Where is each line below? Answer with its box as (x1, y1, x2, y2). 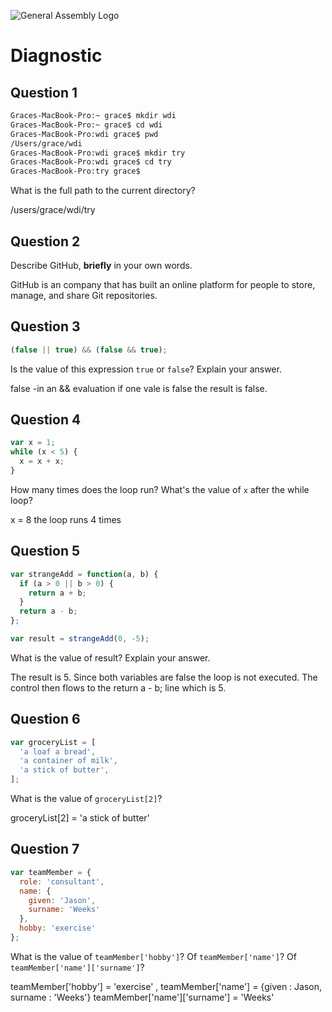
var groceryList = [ (10, 737, 97, 747)
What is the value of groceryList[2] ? (10, 793, 163, 805)
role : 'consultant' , (19, 876, 105, 887)
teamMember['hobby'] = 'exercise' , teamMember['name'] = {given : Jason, (10, 980, 323, 992)
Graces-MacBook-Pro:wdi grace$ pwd (10, 129, 159, 139)
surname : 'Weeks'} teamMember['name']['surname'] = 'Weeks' (10, 991, 275, 1003)
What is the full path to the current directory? (10, 185, 196, 197)
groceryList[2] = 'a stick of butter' (10, 812, 150, 824)
